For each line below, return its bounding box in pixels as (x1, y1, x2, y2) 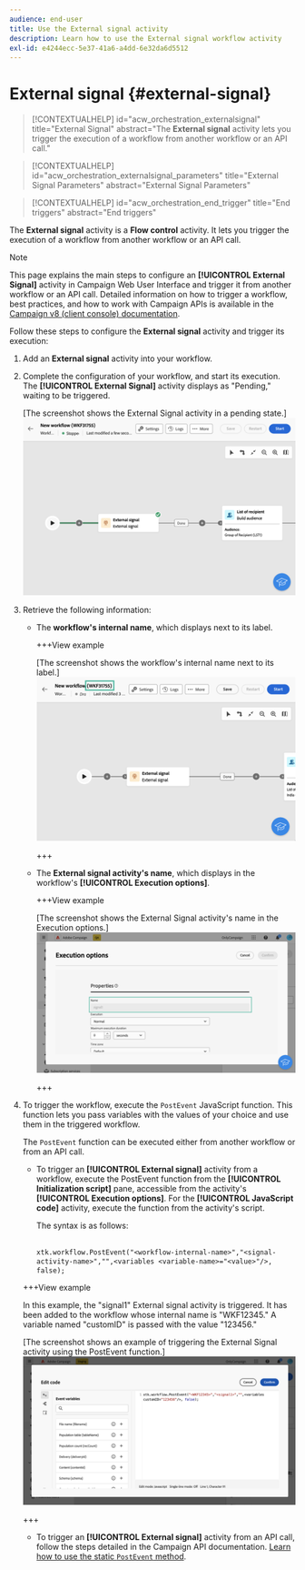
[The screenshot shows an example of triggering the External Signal (22, 1337, 278, 1348)
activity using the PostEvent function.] (22, 1346, 166, 1357)
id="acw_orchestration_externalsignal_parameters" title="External (31, 170, 279, 181)
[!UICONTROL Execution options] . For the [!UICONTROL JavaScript (35, 1193, 294, 1204)
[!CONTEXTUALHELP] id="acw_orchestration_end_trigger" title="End (31, 197, 290, 208)
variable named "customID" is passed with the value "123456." (22, 1319, 257, 1330)
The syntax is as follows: (35, 1220, 129, 1232)
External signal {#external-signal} (9, 84, 272, 105)
